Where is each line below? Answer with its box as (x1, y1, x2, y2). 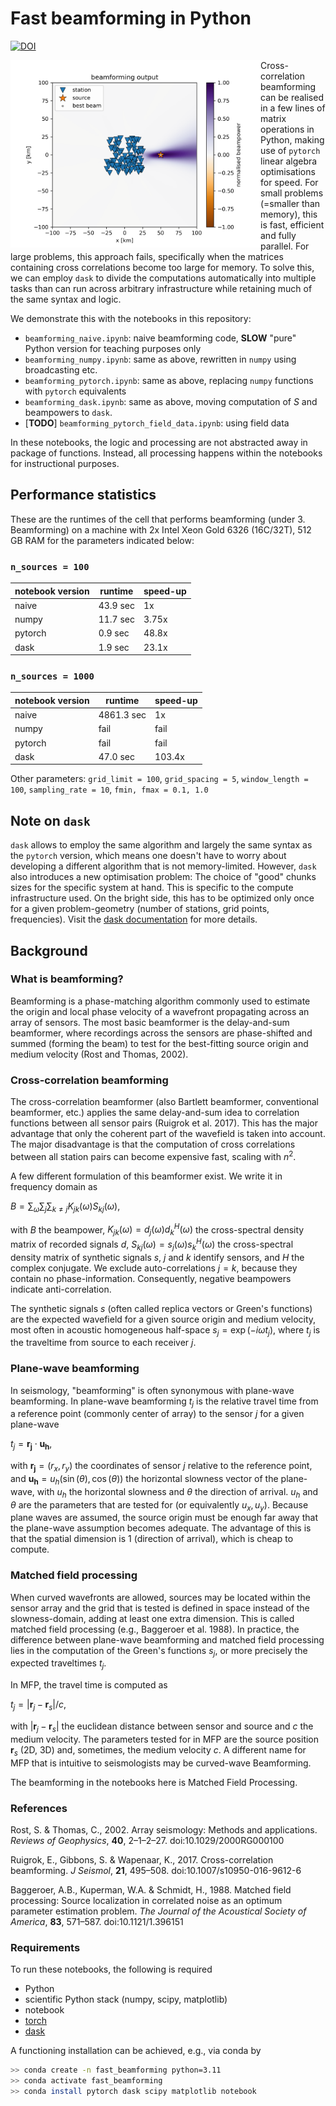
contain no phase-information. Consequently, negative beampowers (10, 1272, 292, 1284)
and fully (260, 229, 297, 241)
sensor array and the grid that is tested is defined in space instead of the (10, 1602, 310, 1614)
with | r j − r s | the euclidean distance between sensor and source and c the (10, 1720, 314, 1734)
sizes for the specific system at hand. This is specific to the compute (10, 882, 294, 894)
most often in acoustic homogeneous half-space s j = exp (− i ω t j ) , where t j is (10, 1323, 321, 1338)
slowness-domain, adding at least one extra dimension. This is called (10, 1612, 295, 1624)
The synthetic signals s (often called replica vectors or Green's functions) (10, 1302, 313, 1314)
